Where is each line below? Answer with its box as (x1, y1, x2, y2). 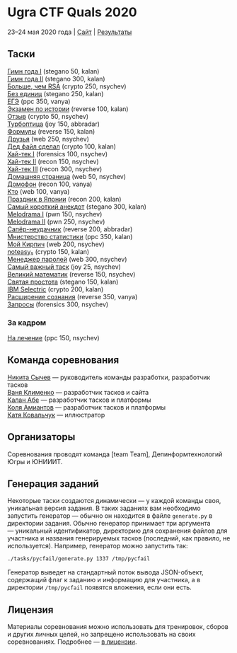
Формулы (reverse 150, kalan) (7, 127, 96, 135)
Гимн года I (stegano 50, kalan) (7, 67, 100, 75)
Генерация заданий (7, 478, 99, 490)
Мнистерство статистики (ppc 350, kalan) (7, 232, 133, 241)
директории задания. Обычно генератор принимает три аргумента (7, 519, 211, 528)
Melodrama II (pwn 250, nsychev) (7, 217, 105, 226)
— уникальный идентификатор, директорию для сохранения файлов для (7, 526, 228, 535)
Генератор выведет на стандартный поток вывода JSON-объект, (7, 568, 204, 577)
